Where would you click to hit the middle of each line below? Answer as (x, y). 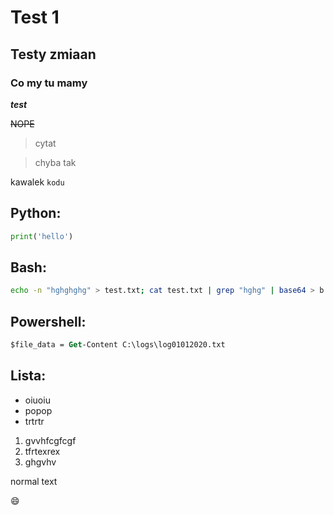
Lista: (28, 376)
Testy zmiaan (53, 54)
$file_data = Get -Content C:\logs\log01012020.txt (118, 345)
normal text (34, 481)
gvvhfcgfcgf (50, 440)
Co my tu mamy (49, 83)
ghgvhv (40, 462)
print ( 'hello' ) (42, 236)
